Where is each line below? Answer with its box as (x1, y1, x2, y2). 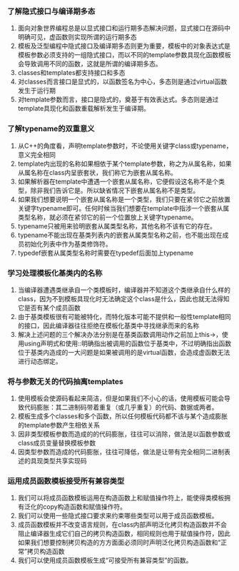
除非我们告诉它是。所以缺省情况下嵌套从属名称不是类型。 (30, 186, 200, 194)
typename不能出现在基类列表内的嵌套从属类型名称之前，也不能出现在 (17, 231, 223, 239)
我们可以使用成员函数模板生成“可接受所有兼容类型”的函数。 (17, 556, 193, 565)
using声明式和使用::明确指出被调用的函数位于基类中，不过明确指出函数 (24, 339, 232, 348)
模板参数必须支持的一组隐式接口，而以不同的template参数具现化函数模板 (17, 51, 232, 59)
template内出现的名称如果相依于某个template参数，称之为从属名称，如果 (17, 159, 232, 168)
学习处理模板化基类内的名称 (7, 268, 103, 278)
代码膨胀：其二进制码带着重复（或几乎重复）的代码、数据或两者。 (24, 403, 218, 412)
